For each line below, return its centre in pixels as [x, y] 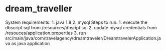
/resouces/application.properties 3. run [46, 33]
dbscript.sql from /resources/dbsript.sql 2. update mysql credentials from [81, 27]
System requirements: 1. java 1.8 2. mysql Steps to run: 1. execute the [76, 22]
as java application [31, 43]
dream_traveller [39, 9]
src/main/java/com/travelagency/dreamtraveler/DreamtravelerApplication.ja [83, 38]
